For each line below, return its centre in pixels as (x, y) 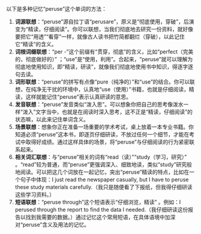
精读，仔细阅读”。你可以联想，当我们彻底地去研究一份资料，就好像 (111, 29)
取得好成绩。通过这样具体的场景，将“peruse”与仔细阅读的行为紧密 (107, 142)
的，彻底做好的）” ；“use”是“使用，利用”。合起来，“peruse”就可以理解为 (104, 59)
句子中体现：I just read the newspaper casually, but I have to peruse (104, 180)
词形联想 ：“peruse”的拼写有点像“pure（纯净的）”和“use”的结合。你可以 (102, 82)
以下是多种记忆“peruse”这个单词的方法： (56, 9)
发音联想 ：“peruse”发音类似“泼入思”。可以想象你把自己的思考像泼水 (99, 104)
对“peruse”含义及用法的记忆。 (52, 225)
